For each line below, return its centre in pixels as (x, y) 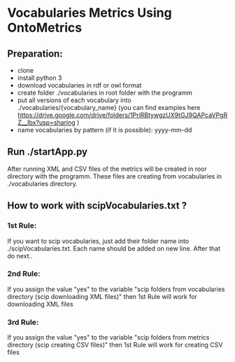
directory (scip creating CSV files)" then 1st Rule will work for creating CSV (115, 345)
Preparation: (35, 54)
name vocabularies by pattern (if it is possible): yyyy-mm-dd (105, 130)
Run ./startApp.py (48, 152)
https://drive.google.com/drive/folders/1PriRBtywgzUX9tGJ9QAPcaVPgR (122, 115)
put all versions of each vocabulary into (74, 100)
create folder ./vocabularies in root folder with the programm (105, 93)
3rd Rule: (23, 322)
